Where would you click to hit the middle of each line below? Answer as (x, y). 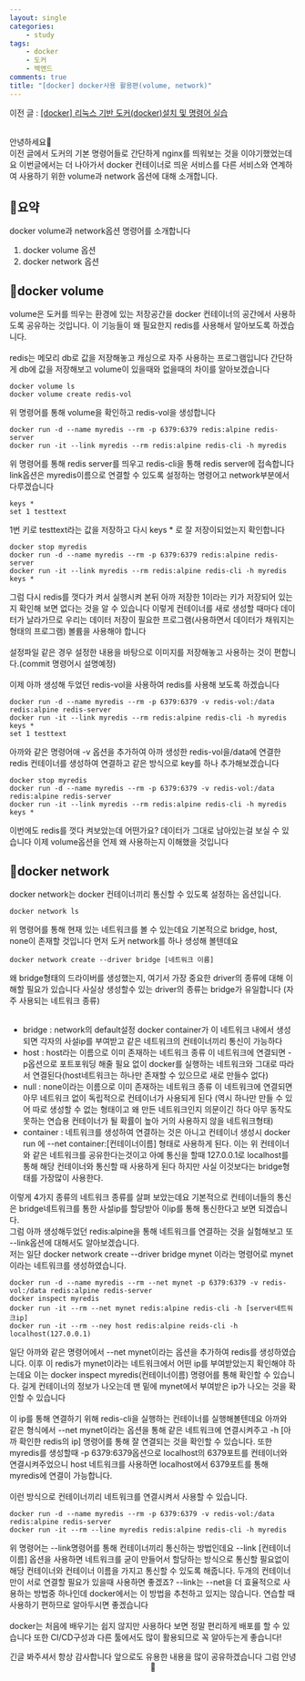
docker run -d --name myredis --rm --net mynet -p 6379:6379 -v (134, 1283)
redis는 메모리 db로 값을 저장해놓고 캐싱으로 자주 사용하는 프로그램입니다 (139, 358)
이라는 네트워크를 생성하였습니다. (68, 1266)
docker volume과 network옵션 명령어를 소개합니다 (100, 231)
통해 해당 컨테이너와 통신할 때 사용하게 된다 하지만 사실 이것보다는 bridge (152, 1166)
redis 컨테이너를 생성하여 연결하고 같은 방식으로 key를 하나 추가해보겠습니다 (144, 764)
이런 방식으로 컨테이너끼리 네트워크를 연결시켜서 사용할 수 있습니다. (128, 1497)
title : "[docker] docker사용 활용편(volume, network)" (111, 86)
